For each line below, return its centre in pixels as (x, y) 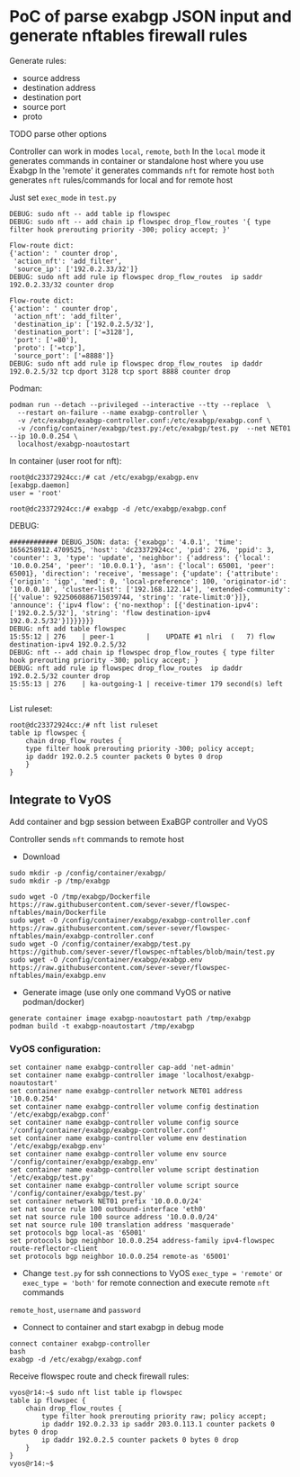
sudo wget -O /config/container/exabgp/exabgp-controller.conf (130, 920)
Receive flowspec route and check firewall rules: (99, 1376)
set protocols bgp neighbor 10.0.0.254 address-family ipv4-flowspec (142, 1241)
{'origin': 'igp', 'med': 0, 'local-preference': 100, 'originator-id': (148, 581)
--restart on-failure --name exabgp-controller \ (112, 412)
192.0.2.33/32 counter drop (62, 285)
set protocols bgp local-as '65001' (78, 1233)
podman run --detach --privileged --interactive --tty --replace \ (140, 404)
